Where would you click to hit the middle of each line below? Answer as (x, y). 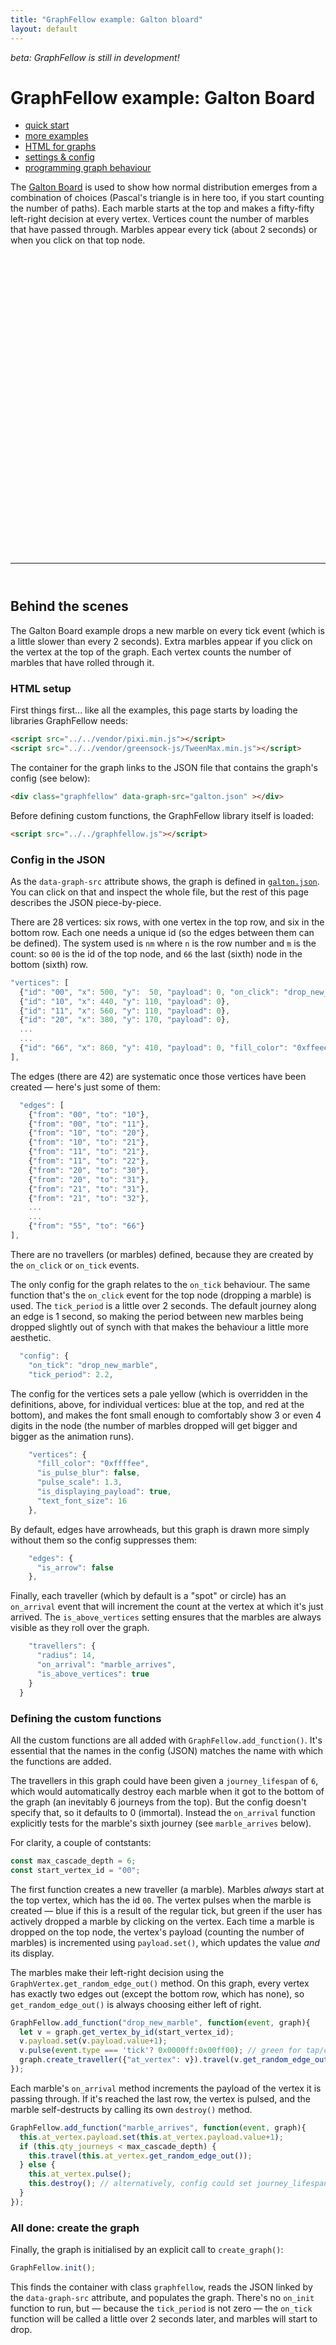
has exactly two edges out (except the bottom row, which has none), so (157, 1993)
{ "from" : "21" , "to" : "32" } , (89, 1198)
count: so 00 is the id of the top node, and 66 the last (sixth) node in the (156, 953)
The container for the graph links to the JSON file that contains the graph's (164, 767)
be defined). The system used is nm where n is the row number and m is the (163, 943)
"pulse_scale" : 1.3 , (79, 1482)
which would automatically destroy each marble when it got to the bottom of (167, 1791)
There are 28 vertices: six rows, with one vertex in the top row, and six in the (167, 922)
